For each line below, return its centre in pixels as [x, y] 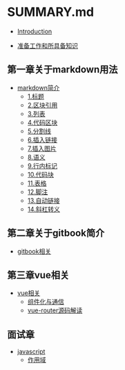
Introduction [35, 31]
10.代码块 [40, 174]
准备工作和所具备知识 [47, 45]
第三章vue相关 [38, 275]
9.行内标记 [42, 166]
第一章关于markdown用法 [62, 70]
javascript [31, 352]
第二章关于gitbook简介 [56, 233]
